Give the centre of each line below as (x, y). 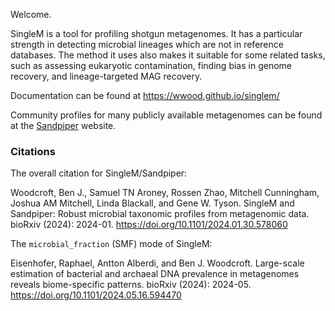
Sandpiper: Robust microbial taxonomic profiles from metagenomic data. (160, 214)
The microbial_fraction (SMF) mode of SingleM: (111, 244)
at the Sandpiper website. (63, 125)
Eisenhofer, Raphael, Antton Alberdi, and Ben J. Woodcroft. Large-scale (157, 263)
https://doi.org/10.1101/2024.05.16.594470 (96, 295)
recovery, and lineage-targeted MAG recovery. (106, 76)
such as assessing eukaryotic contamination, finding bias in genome (151, 65)
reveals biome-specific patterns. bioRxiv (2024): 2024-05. (131, 285)
